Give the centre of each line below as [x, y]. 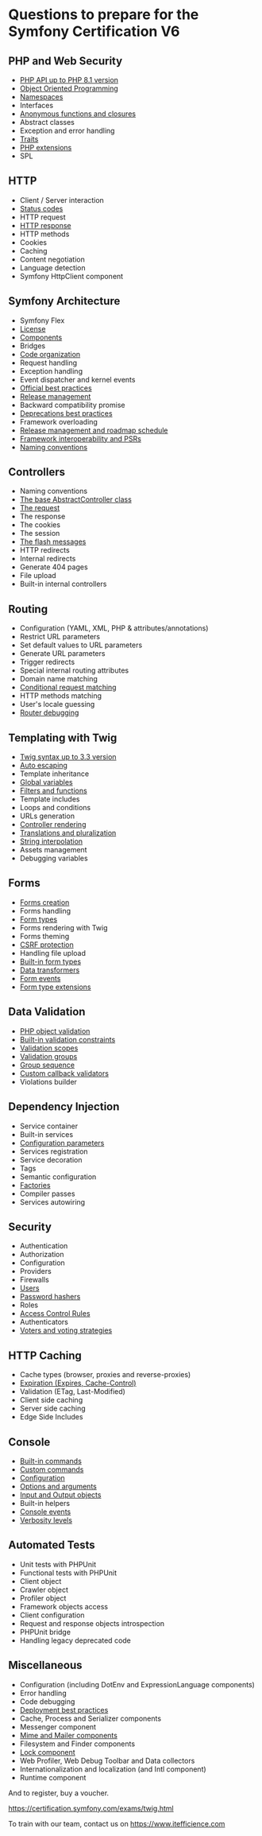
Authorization [42, 1255]
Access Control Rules [55, 1314]
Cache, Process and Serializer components [90, 1718]
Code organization [50, 354]
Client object [40, 1581]
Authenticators [44, 1322]
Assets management [53, 850]
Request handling [48, 363]
